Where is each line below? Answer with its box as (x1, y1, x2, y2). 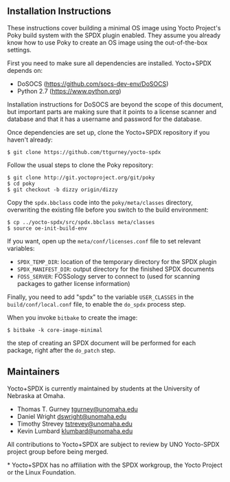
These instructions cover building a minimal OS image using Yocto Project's (7, 23, 221, 32)
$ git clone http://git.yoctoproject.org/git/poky (7, 174, 155, 181)
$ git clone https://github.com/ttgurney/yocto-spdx (7, 149, 161, 155)
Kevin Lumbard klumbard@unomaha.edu (16, 426, 133, 435)
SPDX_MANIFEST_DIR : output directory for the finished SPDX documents (16, 265, 215, 273)
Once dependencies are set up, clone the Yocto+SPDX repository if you (7, 128, 210, 136)
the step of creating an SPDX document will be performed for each (7, 338, 196, 347)
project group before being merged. (7, 447, 108, 456)
